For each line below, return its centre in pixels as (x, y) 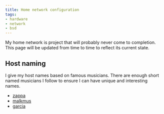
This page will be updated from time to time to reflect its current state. (77, 48)
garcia (19, 106)
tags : (11, 14)
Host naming (25, 63)
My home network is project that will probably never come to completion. (80, 42)
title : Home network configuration (42, 10)
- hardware (16, 19)
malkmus (22, 101)
